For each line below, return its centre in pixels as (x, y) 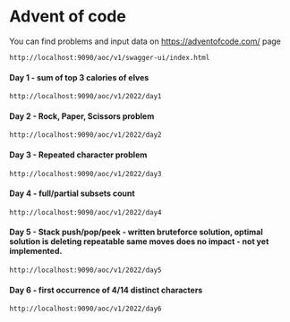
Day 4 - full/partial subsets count (72, 193)
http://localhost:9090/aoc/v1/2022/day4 (86, 212)
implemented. (36, 251)
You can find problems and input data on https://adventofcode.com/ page (145, 41)
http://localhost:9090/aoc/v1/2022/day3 (86, 174)
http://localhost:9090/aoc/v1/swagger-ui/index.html (110, 57)
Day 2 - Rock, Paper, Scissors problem (82, 116)
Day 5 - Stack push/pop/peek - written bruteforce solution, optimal (136, 232)
